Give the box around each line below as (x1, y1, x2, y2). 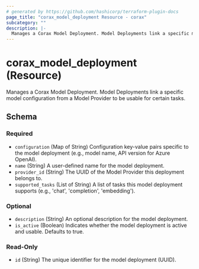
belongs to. (14, 174, 43, 181)
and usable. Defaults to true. (14, 228, 84, 235)
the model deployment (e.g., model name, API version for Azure (14, 149, 171, 156)
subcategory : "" (6, 20, 46, 25)
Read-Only (6, 242, 38, 251)
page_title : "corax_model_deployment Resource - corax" (6, 14, 147, 20)
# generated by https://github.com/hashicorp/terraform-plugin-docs (6, 8, 179, 15)
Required (6, 130, 33, 138)
